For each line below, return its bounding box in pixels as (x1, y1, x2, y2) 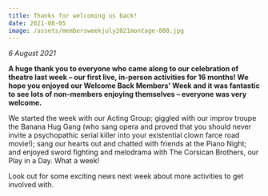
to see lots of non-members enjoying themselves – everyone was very (8, 90, 247, 99)
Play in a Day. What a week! (8, 156, 100, 166)
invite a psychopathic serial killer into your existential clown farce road (8, 130, 240, 140)
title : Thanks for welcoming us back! (8, 11, 138, 20)
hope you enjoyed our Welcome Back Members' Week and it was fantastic (8, 81, 260, 90)
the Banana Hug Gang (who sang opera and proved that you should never (8, 122, 252, 132)
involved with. (8, 180, 54, 190)
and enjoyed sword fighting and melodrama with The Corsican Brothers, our (8, 147, 259, 157)
